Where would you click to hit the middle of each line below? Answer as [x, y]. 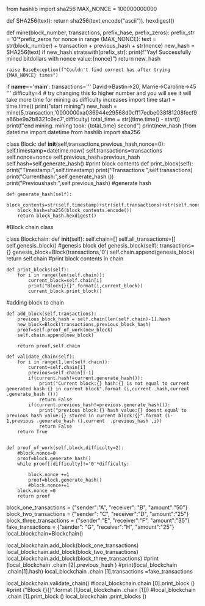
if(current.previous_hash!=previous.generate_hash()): [99, 405]
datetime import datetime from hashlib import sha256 [73, 132]
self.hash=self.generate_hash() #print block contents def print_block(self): [100, 164]
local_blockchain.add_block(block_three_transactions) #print [83, 558]
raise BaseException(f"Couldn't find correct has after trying [88, 70]
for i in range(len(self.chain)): [61, 275]
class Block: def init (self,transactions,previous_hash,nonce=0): [86, 144]
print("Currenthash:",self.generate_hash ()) [60, 176]
